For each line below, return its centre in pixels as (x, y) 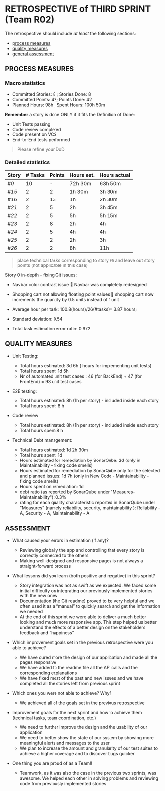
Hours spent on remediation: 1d (52, 486)
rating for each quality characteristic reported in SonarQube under (87, 502)
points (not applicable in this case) (53, 265)
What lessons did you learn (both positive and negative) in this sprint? (83, 575)
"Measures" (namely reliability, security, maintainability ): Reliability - (90, 508)
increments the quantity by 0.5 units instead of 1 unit (66, 299)
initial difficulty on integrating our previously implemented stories (86, 590)
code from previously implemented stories (63, 783)
